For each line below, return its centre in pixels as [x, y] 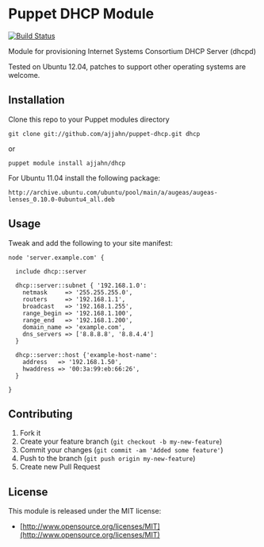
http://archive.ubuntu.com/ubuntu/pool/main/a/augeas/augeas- [113, 192]
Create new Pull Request [60, 467]
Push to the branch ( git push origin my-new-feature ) [107, 459]
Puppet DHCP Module [81, 14]
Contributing [40, 414]
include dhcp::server [51, 271]
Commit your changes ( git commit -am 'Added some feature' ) [121, 450]
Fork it [30, 433]
